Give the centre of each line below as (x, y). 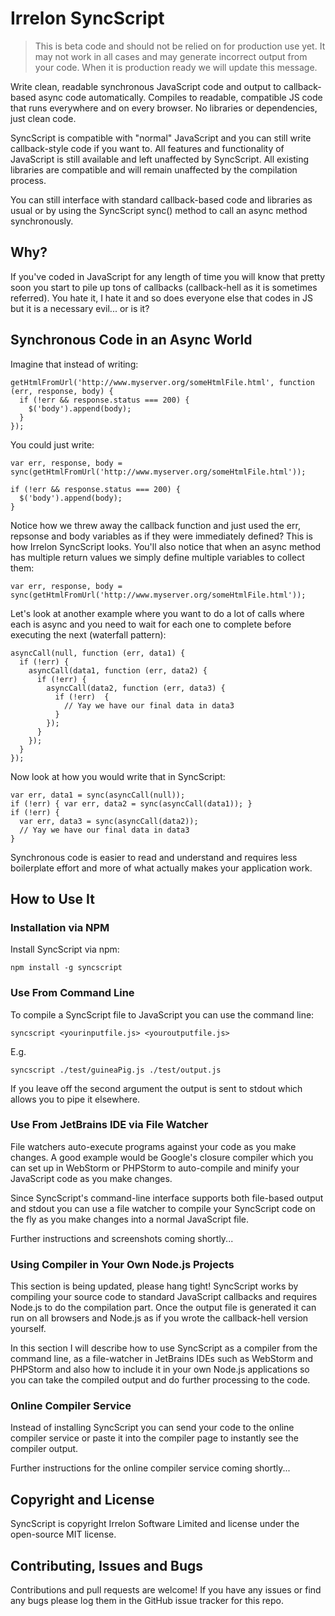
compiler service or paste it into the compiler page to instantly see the (154, 1438)
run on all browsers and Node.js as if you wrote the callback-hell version (159, 1318)
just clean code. (43, 118)
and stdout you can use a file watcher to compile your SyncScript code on (163, 1208)
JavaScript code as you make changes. (91, 1178)
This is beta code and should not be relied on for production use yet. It (180, 46)
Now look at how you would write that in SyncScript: (118, 776)
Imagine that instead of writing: (74, 364)
